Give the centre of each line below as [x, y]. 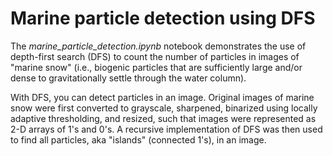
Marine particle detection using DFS [163, 18]
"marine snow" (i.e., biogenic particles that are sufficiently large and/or [156, 67]
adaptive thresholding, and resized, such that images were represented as [163, 118]
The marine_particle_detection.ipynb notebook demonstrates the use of [158, 46]
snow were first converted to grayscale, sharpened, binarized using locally [164, 108]
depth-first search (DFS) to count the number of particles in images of [155, 56]
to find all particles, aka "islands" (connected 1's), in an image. [138, 139]
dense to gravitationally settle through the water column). [128, 78]
